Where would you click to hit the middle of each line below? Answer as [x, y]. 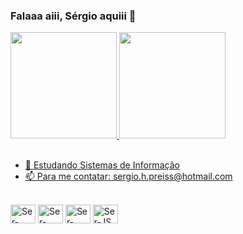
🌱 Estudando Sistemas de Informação [102, 165]
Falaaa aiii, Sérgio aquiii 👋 [73, 16]
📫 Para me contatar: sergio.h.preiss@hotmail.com [128, 176]
